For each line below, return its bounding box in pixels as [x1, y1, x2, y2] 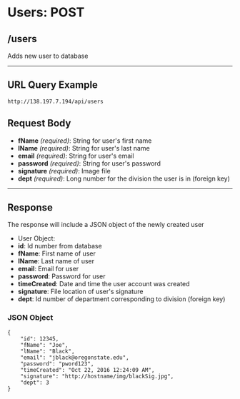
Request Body [7, 117, 71, 129]
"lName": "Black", [20, 348, 75, 355]
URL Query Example [7, 79, 99, 91]
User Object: [17, 234, 56, 243]
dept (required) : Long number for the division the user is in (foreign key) [17, 174, 231, 183]
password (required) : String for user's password [17, 158, 161, 168]
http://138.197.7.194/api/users [7, 98, 104, 105]
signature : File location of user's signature [17, 287, 144, 296]
